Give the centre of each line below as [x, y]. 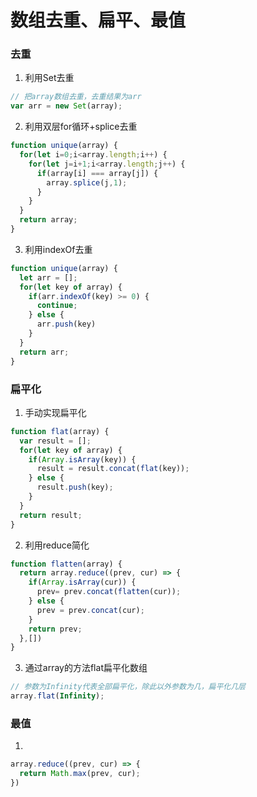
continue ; [57, 306]
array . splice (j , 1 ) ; [87, 182]
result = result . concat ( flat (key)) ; [113, 469]
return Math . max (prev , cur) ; [80, 774]
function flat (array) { [60, 431]
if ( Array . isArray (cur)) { [82, 582]
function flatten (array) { [66, 564]
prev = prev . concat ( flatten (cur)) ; [109, 592]
